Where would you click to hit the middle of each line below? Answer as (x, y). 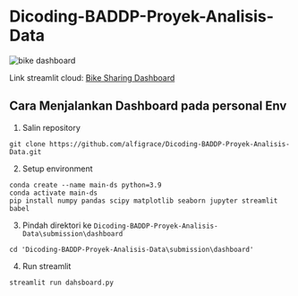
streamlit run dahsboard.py (62, 283)
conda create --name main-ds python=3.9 (86, 185)
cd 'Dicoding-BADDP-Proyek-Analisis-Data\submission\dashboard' (132, 249)
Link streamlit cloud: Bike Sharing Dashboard (92, 77)
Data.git (26, 152)
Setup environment (57, 169)
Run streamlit (47, 266)
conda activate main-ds (54, 193)
